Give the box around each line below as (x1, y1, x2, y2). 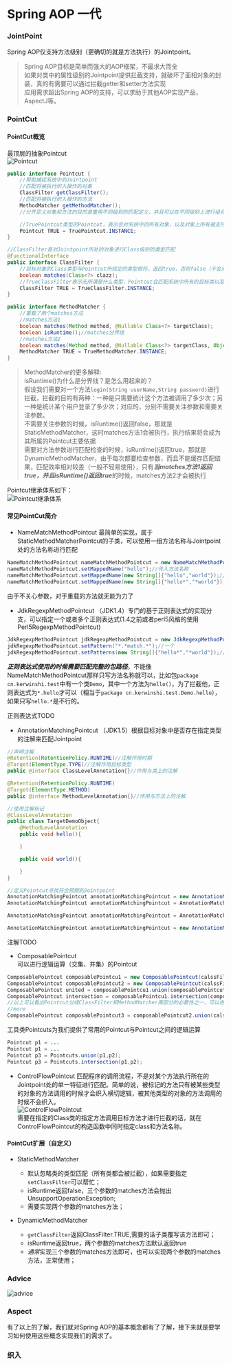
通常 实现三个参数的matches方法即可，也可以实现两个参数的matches (27, 1248, 221, 1256)
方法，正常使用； (27, 1256, 76, 1264)
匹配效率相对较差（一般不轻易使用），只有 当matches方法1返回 (36, 463, 212, 471)
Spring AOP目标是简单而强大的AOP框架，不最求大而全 (23, 63, 178, 71)
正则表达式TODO (7, 711, 55, 720)
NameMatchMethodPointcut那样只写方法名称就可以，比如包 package (7, 671, 199, 679)
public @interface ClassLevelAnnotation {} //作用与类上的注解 (7, 767, 177, 775)
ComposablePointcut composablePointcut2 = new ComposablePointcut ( (7, 980, 205, 987)
